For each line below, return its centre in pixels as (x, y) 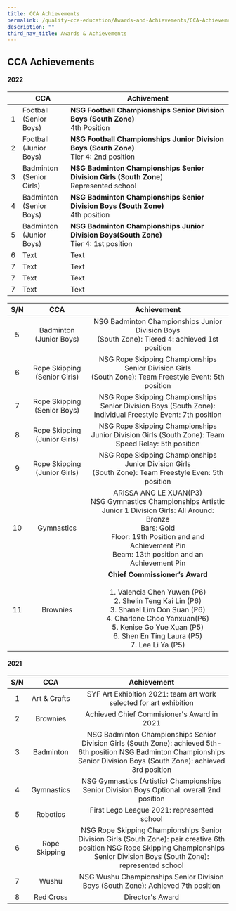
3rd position (152, 770)
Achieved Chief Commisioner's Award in (152, 714)
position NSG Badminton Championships (158, 752)
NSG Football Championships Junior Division (147, 139)
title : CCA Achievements (44, 14)
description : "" (31, 27)
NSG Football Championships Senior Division (147, 110)
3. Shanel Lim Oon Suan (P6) (158, 609)
